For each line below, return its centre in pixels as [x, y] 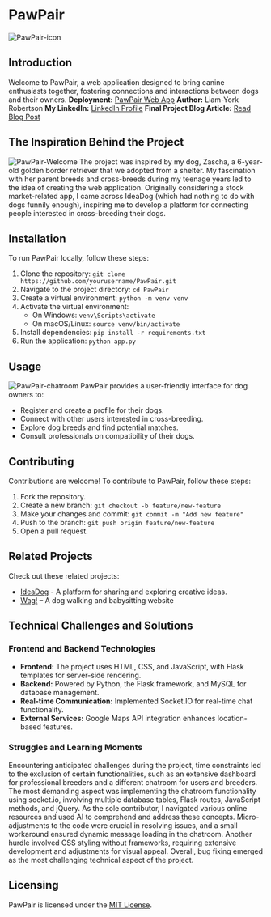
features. [58, 727]
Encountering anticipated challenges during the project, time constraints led [135, 765]
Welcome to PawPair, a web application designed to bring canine [116, 82]
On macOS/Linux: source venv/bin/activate [106, 324]
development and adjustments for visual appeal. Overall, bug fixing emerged [136, 851]
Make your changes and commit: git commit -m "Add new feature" [132, 514]
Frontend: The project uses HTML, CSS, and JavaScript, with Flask [132, 666]
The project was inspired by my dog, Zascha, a [158, 161]
